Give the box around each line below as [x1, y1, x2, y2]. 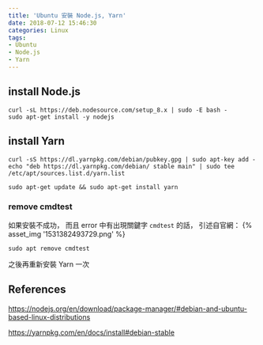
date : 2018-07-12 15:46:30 [8, 19, 97, 27]
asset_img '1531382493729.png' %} [8, 229, 126, 238]
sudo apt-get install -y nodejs [8, 112, 115, 121]
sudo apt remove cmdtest [8, 245, 90, 252]
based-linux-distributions [8, 312, 91, 321]
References [8, 282, 66, 297]
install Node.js [8, 85, 81, 99]
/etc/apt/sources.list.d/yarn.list [8, 169, 126, 177]
